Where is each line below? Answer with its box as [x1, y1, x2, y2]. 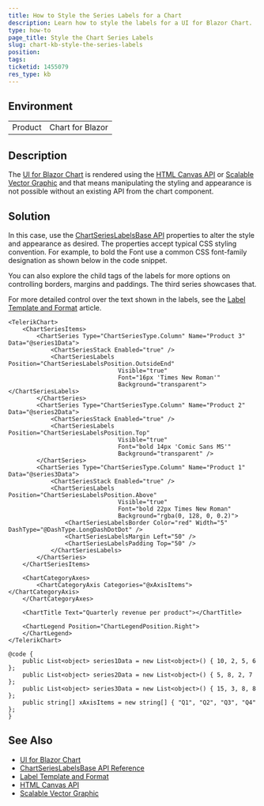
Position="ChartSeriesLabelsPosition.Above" [8, 492, 157, 499]
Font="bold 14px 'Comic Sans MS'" [117, 443, 232, 451]
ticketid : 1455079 [8, 63, 69, 71]
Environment [8, 100, 74, 113]
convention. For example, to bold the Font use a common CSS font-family [8, 247, 247, 257]
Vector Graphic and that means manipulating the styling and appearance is [8, 179, 252, 188]
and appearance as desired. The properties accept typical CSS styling [8, 239, 237, 249]
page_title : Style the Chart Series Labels [8, 33, 154, 42]
